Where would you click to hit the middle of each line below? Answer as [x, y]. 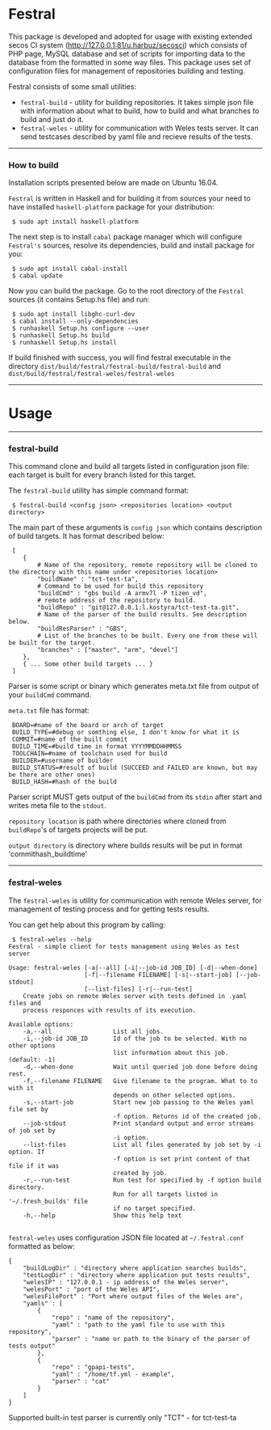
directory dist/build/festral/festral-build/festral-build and [115, 366]
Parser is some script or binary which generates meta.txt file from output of [134, 686]
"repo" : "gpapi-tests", [93, 1367]
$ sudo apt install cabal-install [70, 269]
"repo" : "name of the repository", [113, 1318]
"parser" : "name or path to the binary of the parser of [151, 1339]
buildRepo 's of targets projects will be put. [78, 830]
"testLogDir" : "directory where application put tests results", [137, 1275]
